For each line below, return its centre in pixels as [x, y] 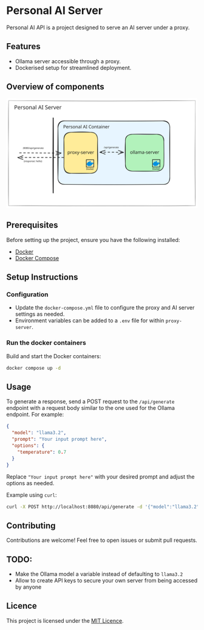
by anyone [28, 587]
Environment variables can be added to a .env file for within [90, 320]
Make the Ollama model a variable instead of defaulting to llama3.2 [99, 574]
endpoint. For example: [35, 415]
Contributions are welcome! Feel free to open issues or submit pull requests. [102, 540]
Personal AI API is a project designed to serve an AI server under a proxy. [98, 27]
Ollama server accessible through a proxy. [68, 61]
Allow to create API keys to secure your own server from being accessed [106, 581]
